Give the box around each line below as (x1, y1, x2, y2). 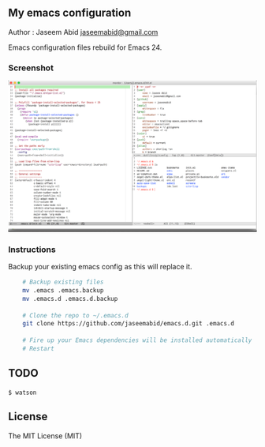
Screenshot (8, 62, 54, 73)
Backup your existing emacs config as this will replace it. (8, 262, 192, 272)
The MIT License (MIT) (8, 430, 83, 441)
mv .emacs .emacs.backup (22, 286, 104, 295)
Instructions (8, 244, 57, 255)
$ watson (8, 389, 37, 396)
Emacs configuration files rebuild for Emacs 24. (8, 43, 162, 52)
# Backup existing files (22, 278, 104, 287)
